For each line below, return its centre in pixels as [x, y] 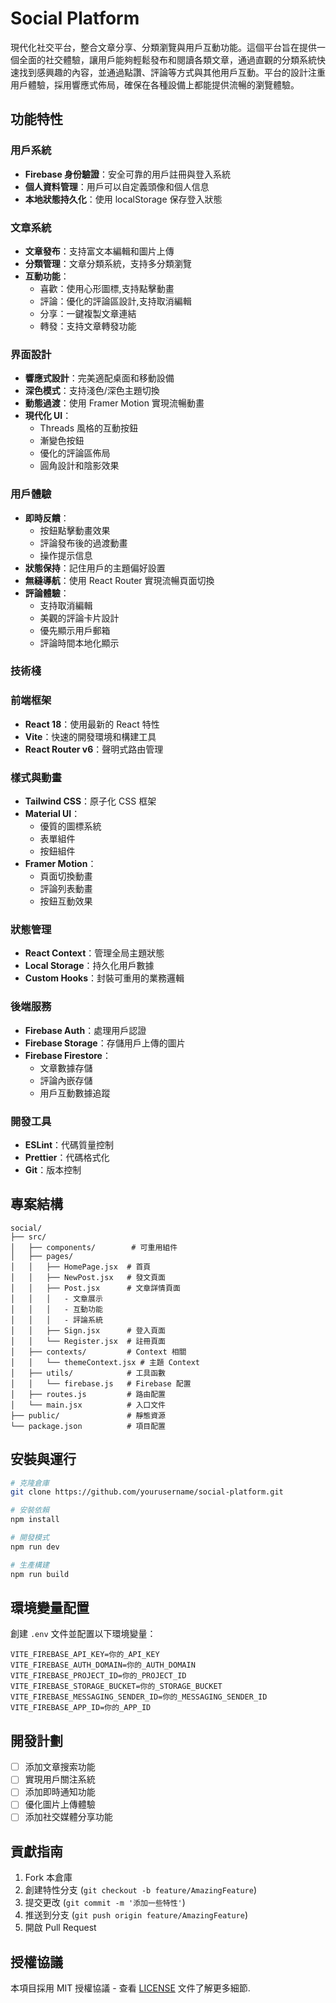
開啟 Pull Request [60, 1928]
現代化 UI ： [48, 416]
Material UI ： [52, 814]
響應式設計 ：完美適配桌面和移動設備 [99, 378]
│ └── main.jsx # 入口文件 [88, 1405]
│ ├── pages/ [42, 1256]
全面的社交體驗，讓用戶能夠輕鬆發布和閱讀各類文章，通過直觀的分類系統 [167, 59]
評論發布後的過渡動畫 [83, 543]
